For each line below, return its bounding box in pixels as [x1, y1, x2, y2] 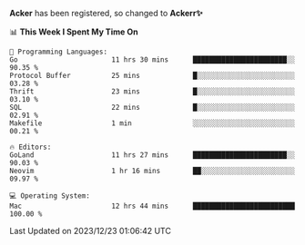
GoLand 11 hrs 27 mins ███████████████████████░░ [9, 151, 296, 160]
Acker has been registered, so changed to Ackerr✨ [9, 8, 203, 18]
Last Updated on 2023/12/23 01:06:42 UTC [9, 226, 171, 236]
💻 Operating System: [9, 191, 91, 201]
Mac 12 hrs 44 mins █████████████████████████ [9, 201, 296, 211]
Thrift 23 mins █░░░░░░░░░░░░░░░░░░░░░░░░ [9, 87, 296, 96]
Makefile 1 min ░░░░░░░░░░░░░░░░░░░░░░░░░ [9, 119, 296, 128]
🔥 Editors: [9, 142, 52, 152]
